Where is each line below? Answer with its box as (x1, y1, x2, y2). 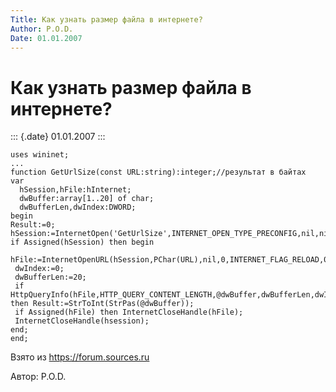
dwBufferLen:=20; (14, 272, 87, 283)
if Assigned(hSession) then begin (10, 237, 155, 248)
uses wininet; (10, 150, 70, 160)
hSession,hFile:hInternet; (19, 185, 132, 195)
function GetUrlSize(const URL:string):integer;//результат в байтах (10, 167, 307, 178)
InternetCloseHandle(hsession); (14, 316, 150, 326)
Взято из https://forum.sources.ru (10, 351, 150, 363)
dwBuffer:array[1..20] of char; (19, 194, 155, 204)
